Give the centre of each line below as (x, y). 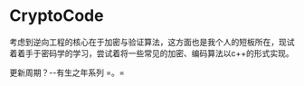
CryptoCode (57, 16)
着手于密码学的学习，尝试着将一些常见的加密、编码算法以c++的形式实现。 (155, 53)
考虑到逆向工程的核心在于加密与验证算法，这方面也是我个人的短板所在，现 (148, 42)
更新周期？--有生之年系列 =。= (67, 72)
